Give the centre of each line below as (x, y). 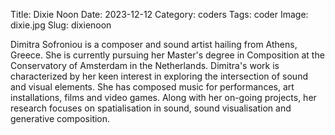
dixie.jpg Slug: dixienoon (61, 25)
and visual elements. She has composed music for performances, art (152, 87)
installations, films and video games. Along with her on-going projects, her (163, 97)
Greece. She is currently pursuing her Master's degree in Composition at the (167, 55)
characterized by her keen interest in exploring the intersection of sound (159, 76)
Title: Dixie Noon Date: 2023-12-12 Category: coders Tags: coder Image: (159, 14)
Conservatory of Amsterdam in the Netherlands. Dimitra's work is (145, 65)
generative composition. (60, 118)
